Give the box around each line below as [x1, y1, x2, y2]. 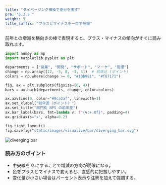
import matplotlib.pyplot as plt [5, 56, 74, 61]
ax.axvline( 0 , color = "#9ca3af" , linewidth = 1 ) [5, 96, 101, 101]
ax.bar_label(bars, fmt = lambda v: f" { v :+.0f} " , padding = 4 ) [5, 110, 130, 115]
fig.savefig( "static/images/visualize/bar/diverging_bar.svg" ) [5, 128, 139, 133]
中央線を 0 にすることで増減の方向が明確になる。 [12, 162, 113, 168]
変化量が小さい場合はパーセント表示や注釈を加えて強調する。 [12, 175, 139, 181]
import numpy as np [5, 51, 46, 56]
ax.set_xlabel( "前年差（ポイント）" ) [5, 101, 76, 106]
